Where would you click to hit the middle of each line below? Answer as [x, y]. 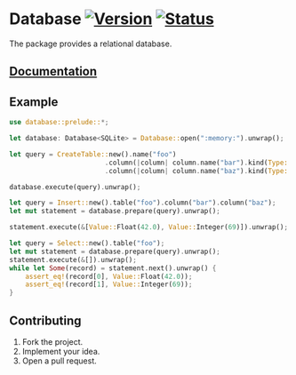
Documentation [53, 72]
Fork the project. [52, 341]
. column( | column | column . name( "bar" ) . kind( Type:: [198, 163]
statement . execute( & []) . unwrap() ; [73, 259]
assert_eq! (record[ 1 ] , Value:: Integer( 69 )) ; [109, 284]
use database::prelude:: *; [59, 123]
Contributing [45, 320]
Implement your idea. [61, 351]
